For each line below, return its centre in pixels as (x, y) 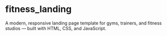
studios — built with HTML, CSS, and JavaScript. (56, 28)
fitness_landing (38, 9)
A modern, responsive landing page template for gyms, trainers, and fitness (83, 23)
